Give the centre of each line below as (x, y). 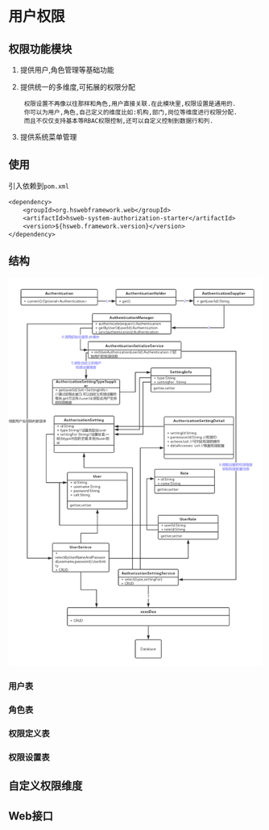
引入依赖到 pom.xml (39, 186)
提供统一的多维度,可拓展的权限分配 (77, 87)
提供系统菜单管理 (48, 137)
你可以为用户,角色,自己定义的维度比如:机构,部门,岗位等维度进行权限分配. (130, 112)
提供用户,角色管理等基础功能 (67, 70)
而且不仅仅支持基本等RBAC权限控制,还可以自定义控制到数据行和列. (118, 121)
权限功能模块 (40, 49)
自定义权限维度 (46, 786)
